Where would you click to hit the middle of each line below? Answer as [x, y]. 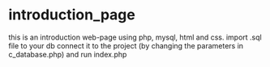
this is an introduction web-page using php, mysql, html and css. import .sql [135, 37]
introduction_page [72, 15]
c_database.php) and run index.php [68, 54]
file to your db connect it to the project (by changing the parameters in [126, 45]
